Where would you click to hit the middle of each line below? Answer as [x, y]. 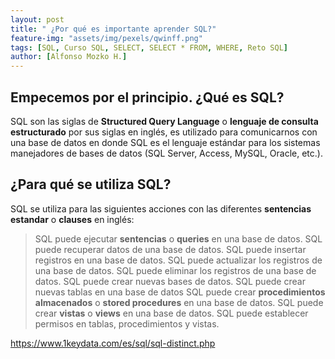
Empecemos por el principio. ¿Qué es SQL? [147, 97]
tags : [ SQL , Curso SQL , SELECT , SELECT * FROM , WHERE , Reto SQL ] [149, 47]
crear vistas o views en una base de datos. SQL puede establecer [171, 313]
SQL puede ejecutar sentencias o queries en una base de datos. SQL [178, 238]
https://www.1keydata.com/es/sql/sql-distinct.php [113, 343]
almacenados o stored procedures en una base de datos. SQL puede [179, 302]
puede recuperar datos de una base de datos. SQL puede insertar [170, 249]
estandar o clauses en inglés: [72, 219]
